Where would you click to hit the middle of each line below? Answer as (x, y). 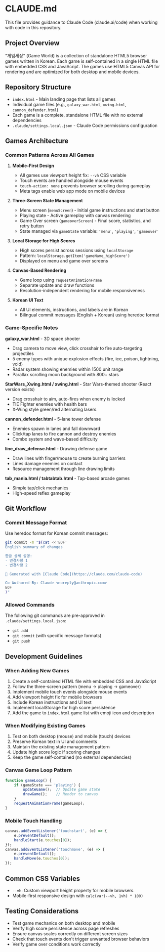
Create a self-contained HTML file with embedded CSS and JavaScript (84, 681)
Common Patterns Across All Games (50, 155)
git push (21, 641)
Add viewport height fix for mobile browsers (57, 697)
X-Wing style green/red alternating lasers (54, 409)
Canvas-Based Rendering (39, 270)
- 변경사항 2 (17, 565)
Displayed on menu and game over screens (64, 261)
